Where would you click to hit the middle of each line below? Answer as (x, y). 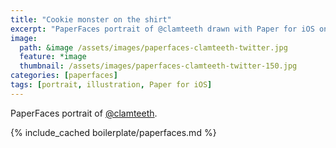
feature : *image (53, 57)
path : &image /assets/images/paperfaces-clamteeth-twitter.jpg (153, 47)
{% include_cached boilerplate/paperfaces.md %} (113, 132)
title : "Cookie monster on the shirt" (91, 19)
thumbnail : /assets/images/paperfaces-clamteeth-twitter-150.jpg (158, 66)
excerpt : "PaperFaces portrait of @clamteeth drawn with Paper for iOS (162, 29)
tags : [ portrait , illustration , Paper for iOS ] (111, 85)
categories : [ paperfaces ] (64, 76)
